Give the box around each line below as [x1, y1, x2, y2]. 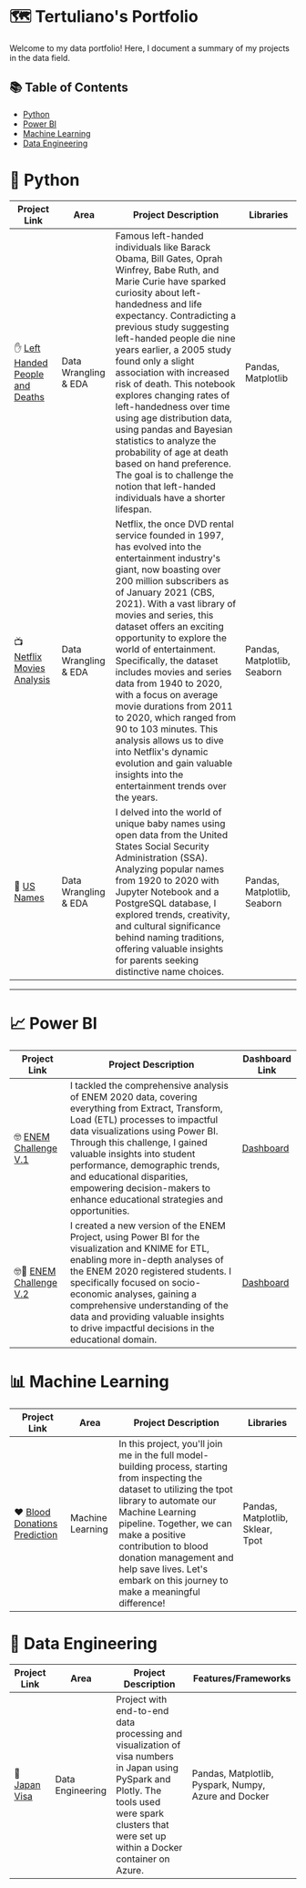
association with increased [115, 365, 230, 378]
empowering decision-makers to [69, 1181, 211, 1194]
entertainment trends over [115, 779, 228, 792]
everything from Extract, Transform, [69, 1102, 223, 1114]
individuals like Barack [115, 241, 211, 253]
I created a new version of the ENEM [69, 1219, 226, 1232]
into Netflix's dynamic [115, 745, 209, 758]
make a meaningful [118, 1585, 200, 1598]
